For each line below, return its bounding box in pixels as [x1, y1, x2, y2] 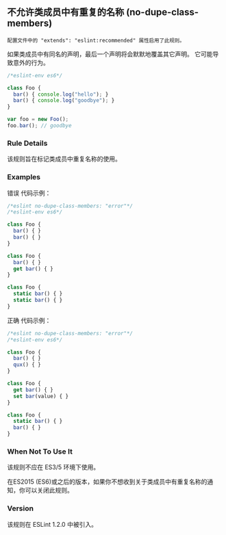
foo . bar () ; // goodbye [7, 122, 72, 129]
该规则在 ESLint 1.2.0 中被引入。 [7, 520, 98, 528]
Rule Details [7, 138, 48, 148]
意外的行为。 [12, 58, 49, 66]
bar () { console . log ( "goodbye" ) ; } [13, 97, 115, 104]
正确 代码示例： [7, 316, 51, 324]
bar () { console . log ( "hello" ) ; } [13, 91, 109, 98]
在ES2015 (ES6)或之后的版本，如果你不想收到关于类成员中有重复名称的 [7, 478, 208, 486]
